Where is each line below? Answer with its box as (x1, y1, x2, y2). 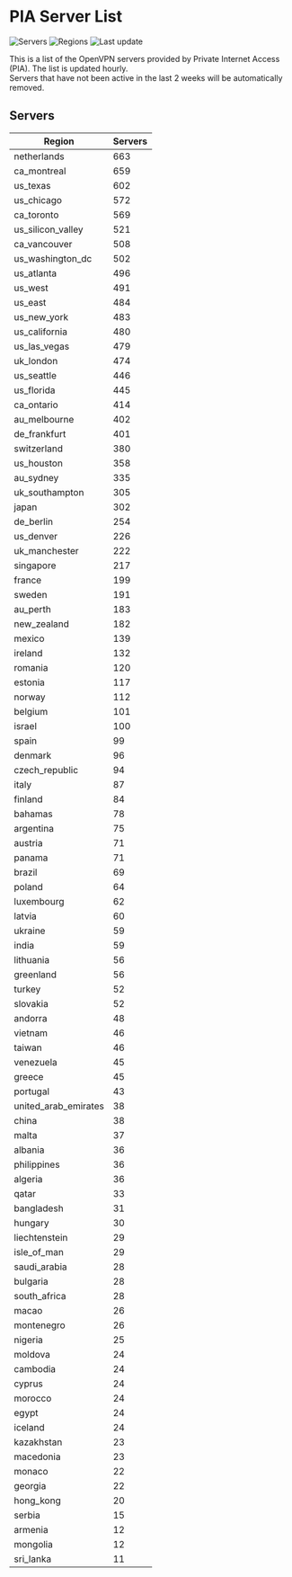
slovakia (13, 997, 49, 1010)
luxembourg (13, 895, 65, 907)
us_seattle (13, 369, 57, 381)
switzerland (13, 442, 63, 455)
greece (13, 1070, 44, 1083)
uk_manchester (13, 544, 79, 557)
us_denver (13, 530, 58, 542)
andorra (13, 1011, 48, 1024)
